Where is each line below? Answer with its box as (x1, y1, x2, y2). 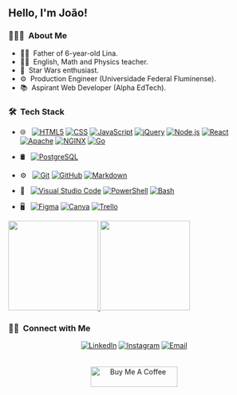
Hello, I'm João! (8, 6, 88, 20)
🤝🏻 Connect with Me (8, 323, 91, 334)
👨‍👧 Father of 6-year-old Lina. (19, 48, 118, 58)
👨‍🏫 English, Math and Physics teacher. (19, 57, 149, 66)
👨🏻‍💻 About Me (8, 30, 68, 41)
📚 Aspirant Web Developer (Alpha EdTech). (19, 83, 166, 92)
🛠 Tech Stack (8, 106, 65, 117)
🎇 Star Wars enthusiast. (19, 65, 100, 75)
